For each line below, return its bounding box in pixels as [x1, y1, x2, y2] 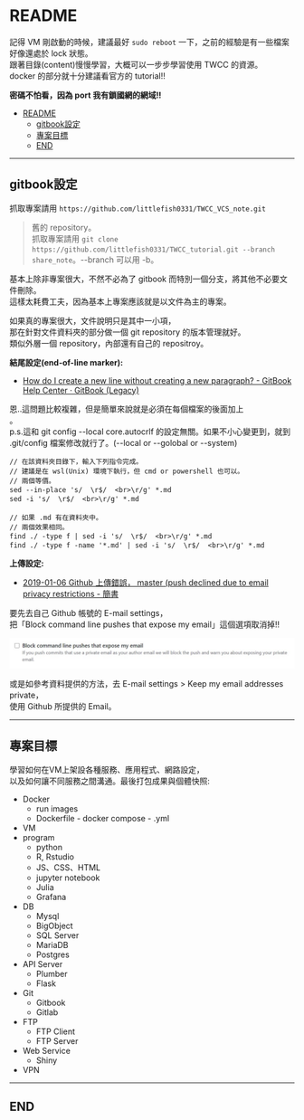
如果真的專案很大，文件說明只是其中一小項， [9, 315, 176, 326]
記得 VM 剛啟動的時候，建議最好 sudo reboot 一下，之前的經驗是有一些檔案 [9, 36, 290, 47]
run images [35, 802, 79, 814]
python [35, 841, 63, 852]
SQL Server [35, 929, 80, 941]
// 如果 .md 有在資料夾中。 [9, 513, 103, 522]
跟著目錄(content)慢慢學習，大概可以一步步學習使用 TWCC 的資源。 [9, 59, 263, 70]
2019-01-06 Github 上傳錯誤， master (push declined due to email [22, 576, 269, 588]
